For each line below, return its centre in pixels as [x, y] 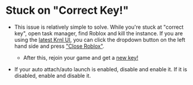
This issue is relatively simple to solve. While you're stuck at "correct [99, 27]
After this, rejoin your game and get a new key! [81, 57]
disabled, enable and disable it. [52, 75]
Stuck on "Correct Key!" [67, 10]
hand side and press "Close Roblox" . [59, 46]
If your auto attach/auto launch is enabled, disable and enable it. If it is [101, 69]
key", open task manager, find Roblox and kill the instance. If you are [99, 33]
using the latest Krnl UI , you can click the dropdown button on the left [100, 40]
